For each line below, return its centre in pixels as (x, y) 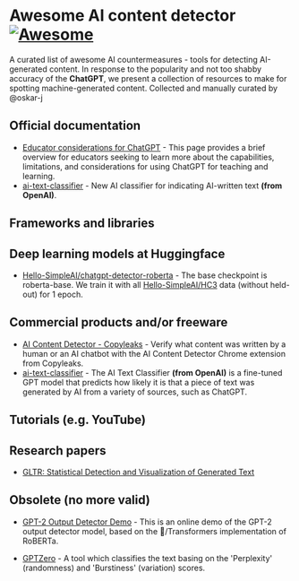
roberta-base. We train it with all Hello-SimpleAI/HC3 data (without (145, 284)
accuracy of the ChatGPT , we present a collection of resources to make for (148, 78)
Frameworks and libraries (82, 224)
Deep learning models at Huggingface (117, 253)
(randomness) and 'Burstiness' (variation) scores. (114, 568)
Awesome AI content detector (123, 16)
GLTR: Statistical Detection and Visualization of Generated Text (138, 472)
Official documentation (75, 126)
